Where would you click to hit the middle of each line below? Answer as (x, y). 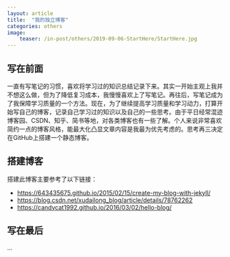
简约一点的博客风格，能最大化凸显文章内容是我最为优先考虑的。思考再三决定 (115, 129)
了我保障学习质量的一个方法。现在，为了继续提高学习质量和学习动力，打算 (112, 103)
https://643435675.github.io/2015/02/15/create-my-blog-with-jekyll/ (114, 193)
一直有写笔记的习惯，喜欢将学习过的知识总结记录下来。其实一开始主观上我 (112, 86)
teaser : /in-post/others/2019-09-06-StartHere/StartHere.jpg (108, 39)
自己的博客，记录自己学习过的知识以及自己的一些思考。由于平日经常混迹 (121, 112)
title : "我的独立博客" (38, 20)
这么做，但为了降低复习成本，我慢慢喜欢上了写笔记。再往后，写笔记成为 (121, 95)
